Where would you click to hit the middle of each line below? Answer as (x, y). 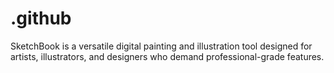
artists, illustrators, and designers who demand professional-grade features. (167, 56)
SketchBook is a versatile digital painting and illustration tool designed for (161, 46)
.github (41, 18)
